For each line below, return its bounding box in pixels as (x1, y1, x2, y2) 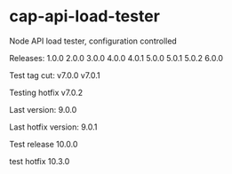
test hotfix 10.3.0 (9, 155, 70, 166)
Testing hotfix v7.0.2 (9, 87, 84, 98)
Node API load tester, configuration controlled (9, 36, 178, 46)
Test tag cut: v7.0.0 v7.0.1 (9, 69, 100, 81)
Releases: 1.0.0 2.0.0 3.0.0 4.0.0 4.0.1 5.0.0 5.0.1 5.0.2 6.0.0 (9, 52, 224, 63)
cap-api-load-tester (9, 6, 160, 27)
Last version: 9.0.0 (9, 104, 77, 115)
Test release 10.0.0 (9, 138, 78, 149)
